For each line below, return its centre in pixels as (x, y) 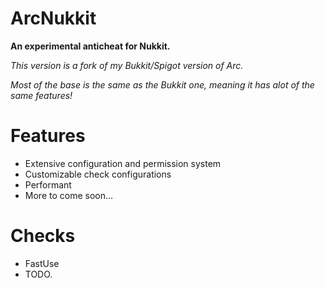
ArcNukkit (53, 18)
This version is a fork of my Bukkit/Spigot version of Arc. (127, 65)
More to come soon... (69, 195)
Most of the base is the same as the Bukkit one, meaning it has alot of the (162, 84)
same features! (41, 95)
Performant (48, 184)
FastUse (42, 263)
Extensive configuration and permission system (123, 163)
